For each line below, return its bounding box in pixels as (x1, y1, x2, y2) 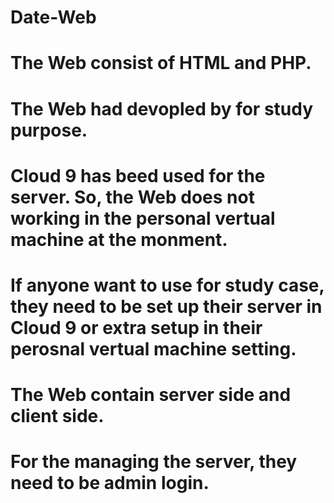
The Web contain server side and (10, 384, 292, 406)
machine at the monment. (10, 228, 228, 251)
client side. (10, 405, 105, 428)
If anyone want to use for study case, (10, 274, 325, 296)
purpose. (10, 119, 88, 141)
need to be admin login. (10, 472, 210, 495)
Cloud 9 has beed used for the (10, 164, 266, 187)
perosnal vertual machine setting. (10, 337, 297, 360)
